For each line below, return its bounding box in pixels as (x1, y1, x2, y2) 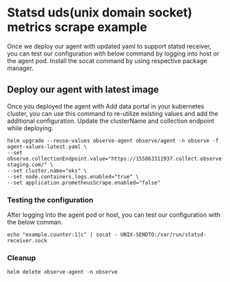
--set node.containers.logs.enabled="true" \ (7, 173, 139, 180)
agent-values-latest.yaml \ (7, 143, 88, 150)
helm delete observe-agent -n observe (7, 269, 118, 276)
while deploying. (7, 124, 53, 132)
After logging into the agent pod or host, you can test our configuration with (7, 211, 221, 219)
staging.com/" (7, 161, 48, 168)
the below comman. (7, 218, 63, 226)
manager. (7, 64, 34, 72)
